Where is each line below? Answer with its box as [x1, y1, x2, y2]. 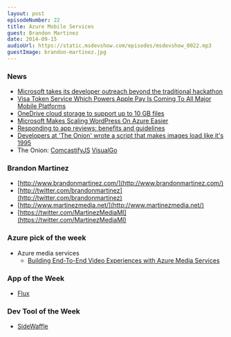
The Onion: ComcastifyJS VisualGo [17, 146, 118, 154]
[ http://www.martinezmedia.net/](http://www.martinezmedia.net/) [17, 201, 205, 210]
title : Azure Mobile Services [7, 23, 95, 30]
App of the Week [7, 273, 65, 283]
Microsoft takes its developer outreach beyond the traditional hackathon [17, 87, 223, 95]
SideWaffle [17, 322, 48, 331]
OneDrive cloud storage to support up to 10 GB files [17, 109, 165, 118]
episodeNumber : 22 [7, 17, 60, 24]
